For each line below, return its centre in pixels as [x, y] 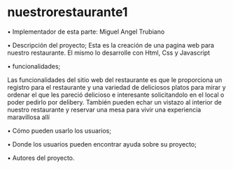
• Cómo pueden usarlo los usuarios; [59, 130]
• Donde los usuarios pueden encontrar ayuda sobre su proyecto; [102, 144]
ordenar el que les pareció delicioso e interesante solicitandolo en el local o [116, 95]
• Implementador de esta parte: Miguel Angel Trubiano [86, 32]
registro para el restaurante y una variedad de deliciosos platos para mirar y [116, 87]
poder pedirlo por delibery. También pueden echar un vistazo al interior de [114, 102]
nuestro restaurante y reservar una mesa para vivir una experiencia [104, 109]
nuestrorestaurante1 [68, 12]
